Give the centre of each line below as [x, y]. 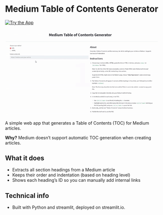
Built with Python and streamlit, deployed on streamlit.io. [69, 207]
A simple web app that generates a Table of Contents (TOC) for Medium [77, 123]
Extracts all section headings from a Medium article [63, 170]
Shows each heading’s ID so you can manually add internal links [76, 180]
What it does [25, 158]
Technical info [27, 196]
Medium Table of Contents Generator [82, 9]
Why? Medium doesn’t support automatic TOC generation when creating [78, 137]
